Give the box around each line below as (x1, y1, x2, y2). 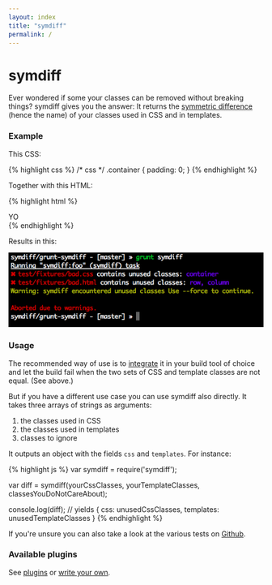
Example (8, 131, 44, 142)
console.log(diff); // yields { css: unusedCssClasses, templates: (8, 504, 220, 514)
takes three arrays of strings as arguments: (8, 400, 152, 410)
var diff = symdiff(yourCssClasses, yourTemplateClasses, (8, 480, 200, 490)
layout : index (8, 13, 57, 21)
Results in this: (8, 236, 57, 246)
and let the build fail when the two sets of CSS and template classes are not (8, 367, 261, 376)
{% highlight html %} (8, 196, 79, 206)
